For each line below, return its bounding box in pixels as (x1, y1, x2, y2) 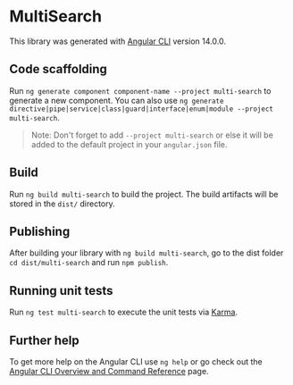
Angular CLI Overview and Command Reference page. (9, 366, 209, 376)
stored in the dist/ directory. (9, 198, 116, 209)
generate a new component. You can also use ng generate (9, 95, 224, 105)
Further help (9, 332, 80, 347)
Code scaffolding (9, 62, 107, 77)
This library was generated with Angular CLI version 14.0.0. (9, 36, 226, 46)
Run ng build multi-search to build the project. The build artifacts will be (9, 188, 279, 199)
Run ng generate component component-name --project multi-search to (9, 85, 272, 96)
